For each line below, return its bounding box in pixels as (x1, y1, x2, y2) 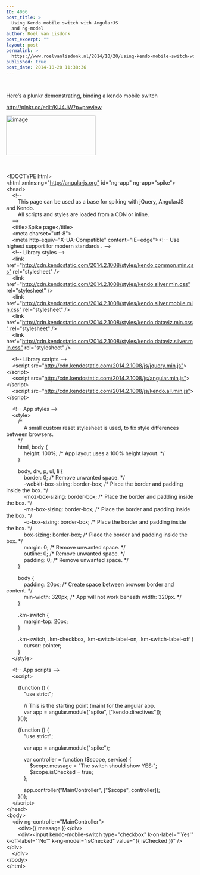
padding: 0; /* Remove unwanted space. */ (23, 557, 129, 564)
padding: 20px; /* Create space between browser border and (23, 581, 174, 588)
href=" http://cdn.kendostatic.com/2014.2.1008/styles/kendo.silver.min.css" (6, 281, 190, 288)
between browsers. (6, 431, 54, 438)
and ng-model (11, 25, 44, 32)
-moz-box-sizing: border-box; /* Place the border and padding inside (23, 493, 193, 501)
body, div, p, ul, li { (17, 468, 64, 475)
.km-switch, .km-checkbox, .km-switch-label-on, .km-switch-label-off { (17, 635, 194, 643)
